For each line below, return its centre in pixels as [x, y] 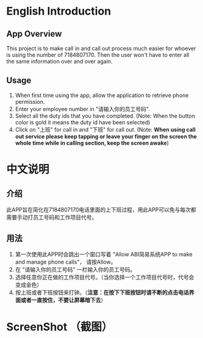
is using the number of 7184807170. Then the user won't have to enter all [98, 55]
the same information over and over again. [59, 61]
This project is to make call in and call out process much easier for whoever [101, 48]
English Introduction [59, 11]
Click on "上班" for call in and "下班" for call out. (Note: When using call [105, 129]
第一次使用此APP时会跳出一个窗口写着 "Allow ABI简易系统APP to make [104, 254]
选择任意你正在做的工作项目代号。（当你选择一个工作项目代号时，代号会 [105, 277]
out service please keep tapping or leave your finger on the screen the [106, 136]
